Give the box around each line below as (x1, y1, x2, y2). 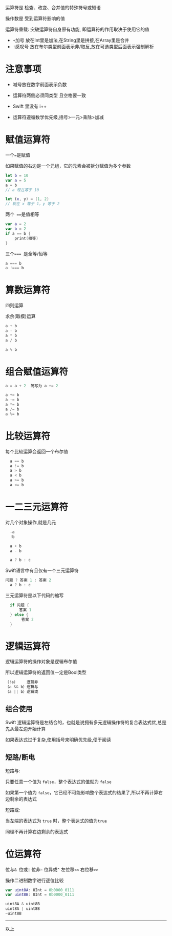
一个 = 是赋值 (5, 152, 31, 158)
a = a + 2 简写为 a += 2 (5, 383, 58, 388)
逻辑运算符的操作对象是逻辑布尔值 (5, 659, 77, 665)
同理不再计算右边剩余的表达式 (5, 828, 68, 834)
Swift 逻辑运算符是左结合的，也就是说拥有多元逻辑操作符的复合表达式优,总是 (5, 719, 167, 725)
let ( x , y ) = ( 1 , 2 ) (5, 196, 50, 202)
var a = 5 (5, 177, 27, 183)
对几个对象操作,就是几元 (5, 519, 56, 525)
